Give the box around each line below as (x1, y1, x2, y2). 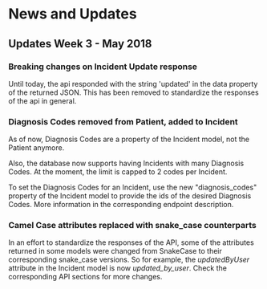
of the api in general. (8, 96, 77, 105)
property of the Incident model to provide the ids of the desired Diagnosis (8, 191, 252, 201)
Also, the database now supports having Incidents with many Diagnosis (8, 158, 245, 169)
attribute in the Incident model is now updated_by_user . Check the (8, 263, 227, 273)
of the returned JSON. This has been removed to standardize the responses (8, 88, 259, 97)
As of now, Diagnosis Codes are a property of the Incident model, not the (8, 134, 250, 144)
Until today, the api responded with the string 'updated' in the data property (8, 79, 258, 88)
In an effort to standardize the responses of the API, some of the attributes (8, 238, 254, 247)
